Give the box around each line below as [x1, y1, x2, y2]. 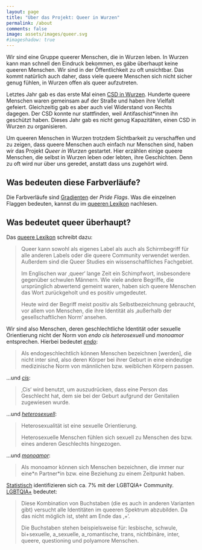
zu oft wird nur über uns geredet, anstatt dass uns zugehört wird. [6, 160, 169, 167]
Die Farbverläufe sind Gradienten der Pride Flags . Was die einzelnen [6, 194, 176, 201]
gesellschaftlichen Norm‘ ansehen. [21, 313, 107, 320]
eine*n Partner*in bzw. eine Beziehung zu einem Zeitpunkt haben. [21, 470, 185, 477]
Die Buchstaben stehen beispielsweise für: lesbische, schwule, [21, 524, 178, 531]
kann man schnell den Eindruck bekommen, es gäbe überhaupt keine [6, 60, 178, 67]
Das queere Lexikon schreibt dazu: [6, 233, 93, 241]
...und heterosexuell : [6, 410, 57, 417]
